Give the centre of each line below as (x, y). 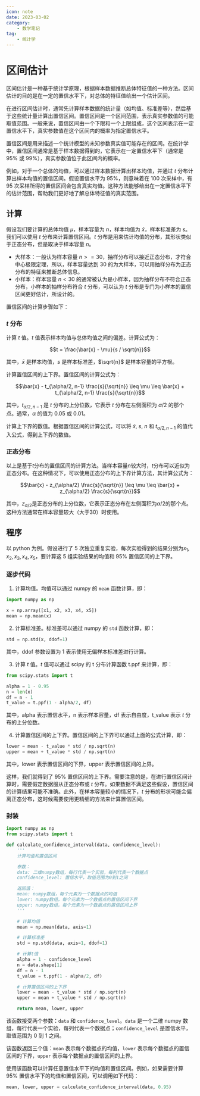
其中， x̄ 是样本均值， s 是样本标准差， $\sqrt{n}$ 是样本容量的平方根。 (92, 362)
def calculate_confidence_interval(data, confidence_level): (84, 845)
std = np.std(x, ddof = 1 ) (37, 640)
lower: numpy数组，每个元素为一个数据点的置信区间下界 (77, 900)
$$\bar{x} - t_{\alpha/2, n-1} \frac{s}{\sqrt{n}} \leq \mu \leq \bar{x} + (100, 386)
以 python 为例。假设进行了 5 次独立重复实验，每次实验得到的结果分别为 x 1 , (98, 549)
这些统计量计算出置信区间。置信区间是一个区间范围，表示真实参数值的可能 (102, 115)
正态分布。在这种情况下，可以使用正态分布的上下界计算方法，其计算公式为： (100, 473)
